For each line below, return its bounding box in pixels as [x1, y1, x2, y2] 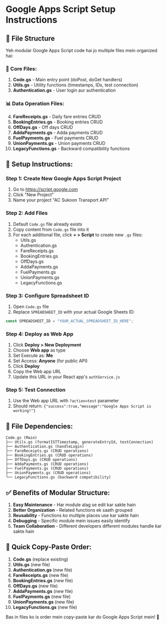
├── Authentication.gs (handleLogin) [5, 444, 84, 449]
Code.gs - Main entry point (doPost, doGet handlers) [12, 77, 122, 83]
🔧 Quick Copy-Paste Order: [5, 543, 92, 551]
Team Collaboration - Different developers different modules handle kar [12, 523, 162, 529]
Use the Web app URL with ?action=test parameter [12, 398, 119, 404]
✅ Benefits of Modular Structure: [5, 488, 110, 497]
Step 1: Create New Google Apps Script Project [5, 175, 121, 182]
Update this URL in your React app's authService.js [12, 374, 120, 380]
